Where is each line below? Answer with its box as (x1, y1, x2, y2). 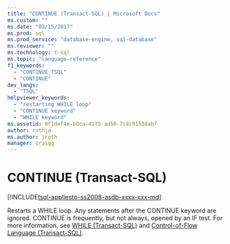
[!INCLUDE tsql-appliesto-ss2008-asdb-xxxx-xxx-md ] (7, 193, 162, 201)
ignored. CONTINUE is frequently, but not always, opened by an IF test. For (7, 214, 223, 222)
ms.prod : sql (7, 29, 45, 37)
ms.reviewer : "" (7, 43, 54, 49)
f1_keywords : (7, 62, 45, 69)
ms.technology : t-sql (7, 49, 70, 56)
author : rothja (7, 127, 52, 134)
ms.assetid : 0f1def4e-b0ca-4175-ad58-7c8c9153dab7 (7, 120, 158, 128)
